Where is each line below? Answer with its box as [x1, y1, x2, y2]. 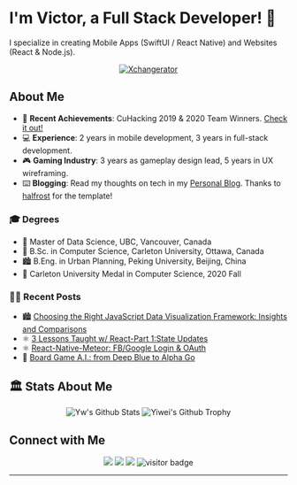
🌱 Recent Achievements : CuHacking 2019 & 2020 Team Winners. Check [21, 112, 288, 123]
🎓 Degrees [9, 212, 60, 225]
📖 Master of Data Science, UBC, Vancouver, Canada [21, 236, 212, 247]
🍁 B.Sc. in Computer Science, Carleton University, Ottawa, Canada [21, 246, 265, 257]
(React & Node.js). [9, 46, 76, 57]
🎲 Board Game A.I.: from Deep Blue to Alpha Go [21, 352, 196, 363]
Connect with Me [9, 433, 106, 448]
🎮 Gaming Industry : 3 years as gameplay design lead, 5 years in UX [21, 155, 274, 166]
